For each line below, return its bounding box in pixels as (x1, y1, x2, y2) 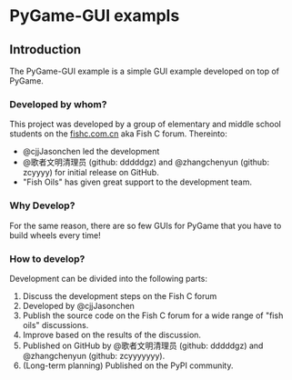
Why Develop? (9, 199, 76, 212)
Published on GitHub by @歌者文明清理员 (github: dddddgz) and (22, 340, 264, 351)
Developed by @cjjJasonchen (22, 300, 135, 311)
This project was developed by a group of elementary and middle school (9, 119, 282, 130)
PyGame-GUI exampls (9, 5, 180, 26)
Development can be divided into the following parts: (9, 273, 207, 284)
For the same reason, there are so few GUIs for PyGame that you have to (9, 220, 282, 231)
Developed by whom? (9, 97, 107, 110)
